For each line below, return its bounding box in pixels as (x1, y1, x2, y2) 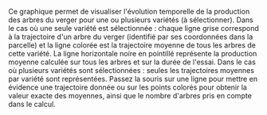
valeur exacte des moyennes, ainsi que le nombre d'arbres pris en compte (8, 91, 253, 100)
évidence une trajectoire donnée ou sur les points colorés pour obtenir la (8, 82, 247, 92)
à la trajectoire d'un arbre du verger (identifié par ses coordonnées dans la (8, 32, 253, 41)
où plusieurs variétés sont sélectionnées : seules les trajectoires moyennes (8, 66, 255, 75)
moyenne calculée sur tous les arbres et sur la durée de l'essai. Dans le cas (8, 57, 257, 67)
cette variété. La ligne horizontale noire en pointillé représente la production (8, 49, 257, 58)
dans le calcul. (8, 99, 56, 109)
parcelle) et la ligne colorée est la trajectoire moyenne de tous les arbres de (8, 40, 257, 50)
